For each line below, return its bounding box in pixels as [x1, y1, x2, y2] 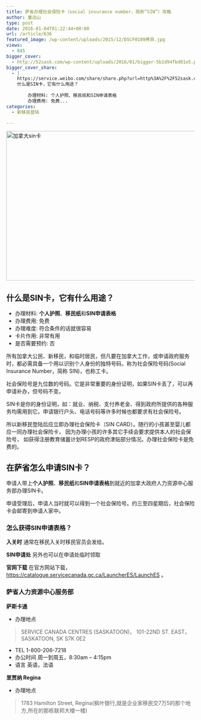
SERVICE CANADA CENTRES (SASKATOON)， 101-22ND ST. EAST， [20, 628, 190, 635]
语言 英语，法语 [14, 661, 54, 668]
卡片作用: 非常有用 [14, 332, 60, 339]
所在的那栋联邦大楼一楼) [28, 707, 88, 714]
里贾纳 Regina [6, 674, 41, 681]
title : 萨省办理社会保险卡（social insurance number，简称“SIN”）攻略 [6, 8, 172, 15]
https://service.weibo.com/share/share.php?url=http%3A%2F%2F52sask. [17, 76, 194, 82]
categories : [6, 103, 36, 110]
